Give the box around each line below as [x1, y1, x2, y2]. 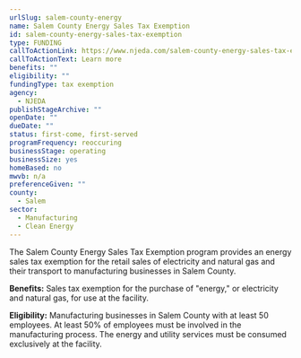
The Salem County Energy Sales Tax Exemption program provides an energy [9, 246, 292, 257]
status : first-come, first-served [9, 130, 139, 139]
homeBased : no [9, 163, 63, 172]
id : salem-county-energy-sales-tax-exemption [9, 30, 182, 39]
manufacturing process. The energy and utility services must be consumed [9, 328, 287, 339]
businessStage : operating [9, 146, 106, 155]
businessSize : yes [9, 154, 78, 164]
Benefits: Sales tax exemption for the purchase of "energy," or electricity [9, 283, 279, 293]
